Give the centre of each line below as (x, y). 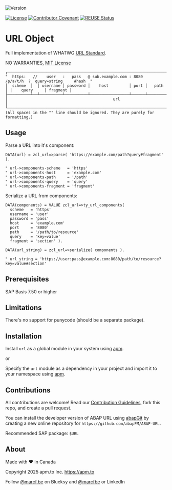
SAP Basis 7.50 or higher (31, 291)
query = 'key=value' (35, 236)
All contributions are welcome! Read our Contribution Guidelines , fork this (83, 402)
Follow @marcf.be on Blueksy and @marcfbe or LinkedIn (65, 482)
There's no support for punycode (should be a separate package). (75, 320)
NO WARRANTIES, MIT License (38, 63)
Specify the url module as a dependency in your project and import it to (81, 369)
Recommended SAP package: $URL (42, 433)
